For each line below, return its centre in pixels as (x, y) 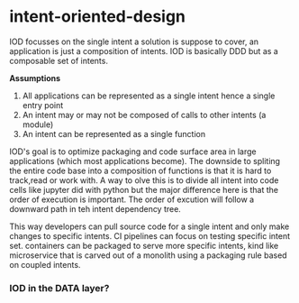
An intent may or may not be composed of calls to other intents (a (144, 115)
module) (38, 124)
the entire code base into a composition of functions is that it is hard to (140, 170)
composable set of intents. (59, 60)
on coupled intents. (45, 264)
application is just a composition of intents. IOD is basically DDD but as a (144, 50)
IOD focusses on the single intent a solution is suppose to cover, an (134, 41)
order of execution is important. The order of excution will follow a (132, 199)
